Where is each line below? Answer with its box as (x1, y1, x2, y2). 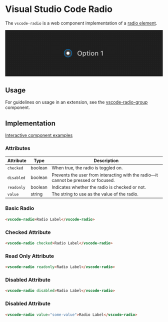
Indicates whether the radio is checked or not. (51, 184, 146, 190)
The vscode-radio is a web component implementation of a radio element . (5, 20, 157, 26)
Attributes (5, 145, 30, 152)
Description (93, 157, 119, 163)
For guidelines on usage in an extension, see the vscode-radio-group (5, 99, 148, 105)
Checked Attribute (5, 228, 51, 235)
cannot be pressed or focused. (51, 177, 115, 183)
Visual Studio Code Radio (5, 3, 112, 15)
